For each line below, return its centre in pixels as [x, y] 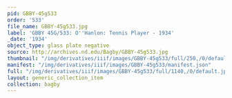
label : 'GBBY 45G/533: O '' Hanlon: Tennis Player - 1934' [91, 33]
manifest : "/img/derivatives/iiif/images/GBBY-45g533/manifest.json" [109, 65]
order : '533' [26, 20]
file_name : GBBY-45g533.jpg [48, 26]
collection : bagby [33, 84]
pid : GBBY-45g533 [32, 13]
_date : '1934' [28, 39]
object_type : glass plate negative [58, 46]
